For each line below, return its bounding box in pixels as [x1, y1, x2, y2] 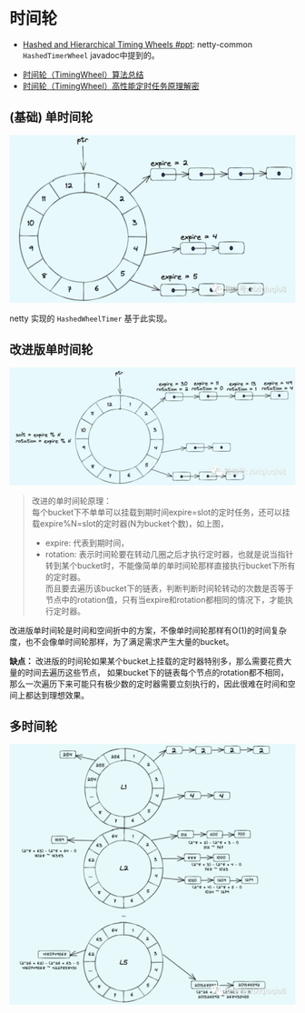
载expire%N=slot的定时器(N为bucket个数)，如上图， [31, 517, 229, 528]
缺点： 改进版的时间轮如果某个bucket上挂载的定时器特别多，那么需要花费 [9, 656, 284, 667]
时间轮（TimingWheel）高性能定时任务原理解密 [22, 80, 200, 91]
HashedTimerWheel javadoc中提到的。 [22, 49, 160, 60]
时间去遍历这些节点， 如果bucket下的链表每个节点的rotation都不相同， [25, 667, 289, 677]
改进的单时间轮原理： [31, 495, 112, 506]
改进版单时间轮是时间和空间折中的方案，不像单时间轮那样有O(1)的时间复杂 [9, 625, 288, 636]
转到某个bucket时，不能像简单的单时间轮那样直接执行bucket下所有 [44, 560, 296, 571]
